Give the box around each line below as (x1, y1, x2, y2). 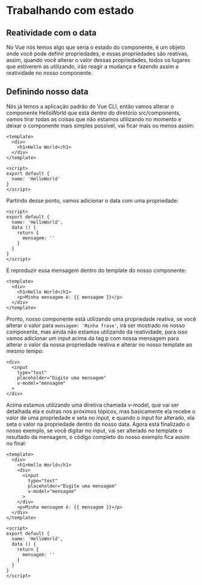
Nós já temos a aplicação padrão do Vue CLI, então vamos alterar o (6, 103, 174, 110)
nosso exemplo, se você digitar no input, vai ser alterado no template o (6, 426, 183, 434)
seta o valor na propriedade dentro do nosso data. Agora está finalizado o (6, 420, 190, 428)
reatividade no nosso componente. (6, 69, 93, 76)
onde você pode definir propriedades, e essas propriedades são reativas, (6, 50, 189, 57)
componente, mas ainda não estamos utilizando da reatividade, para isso (6, 328, 188, 335)
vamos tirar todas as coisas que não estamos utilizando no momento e (6, 115, 182, 122)
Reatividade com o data (6, 28, 96, 38)
